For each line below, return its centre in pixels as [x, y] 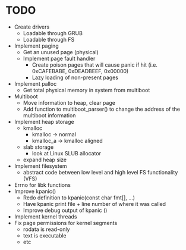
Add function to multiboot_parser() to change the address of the [102, 109]
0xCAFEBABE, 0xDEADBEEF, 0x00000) [80, 71]
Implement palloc [35, 83]
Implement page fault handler [59, 58]
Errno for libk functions [42, 185]
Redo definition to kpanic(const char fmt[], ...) [79, 198]
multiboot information [49, 115]
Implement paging [36, 46]
